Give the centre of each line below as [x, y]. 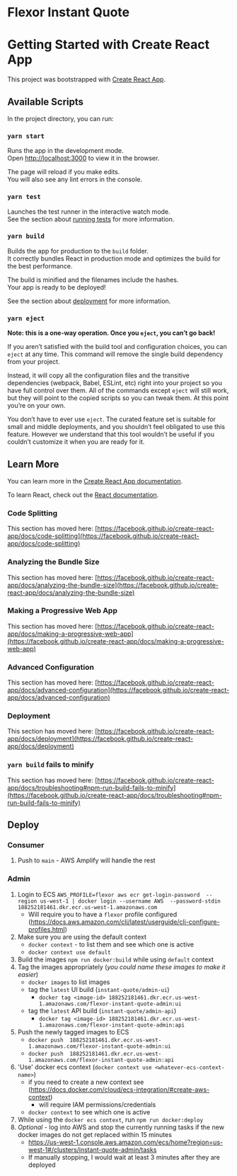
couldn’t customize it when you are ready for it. [76, 442]
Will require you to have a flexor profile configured [103, 914]
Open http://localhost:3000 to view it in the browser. [83, 158]
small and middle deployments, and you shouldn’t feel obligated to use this [116, 427]
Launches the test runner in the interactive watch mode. [89, 211]
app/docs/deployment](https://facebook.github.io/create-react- [100, 739]
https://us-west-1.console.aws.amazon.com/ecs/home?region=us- [126, 1142]
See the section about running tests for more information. [91, 219]
